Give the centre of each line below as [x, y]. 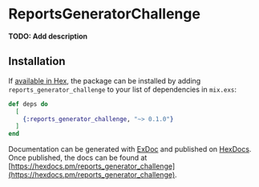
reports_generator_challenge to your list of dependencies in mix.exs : [123, 89]
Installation [37, 61]
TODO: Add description [48, 36]
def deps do [28, 104]
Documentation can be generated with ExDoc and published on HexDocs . [130, 149]
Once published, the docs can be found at [78, 158]
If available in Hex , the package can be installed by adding [105, 80]
